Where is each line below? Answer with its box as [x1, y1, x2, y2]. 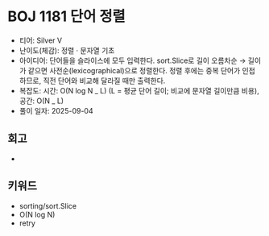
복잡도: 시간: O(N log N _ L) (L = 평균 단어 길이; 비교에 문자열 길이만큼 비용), [19, 85, 259, 95]
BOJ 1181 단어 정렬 [7, 7, 126, 26]
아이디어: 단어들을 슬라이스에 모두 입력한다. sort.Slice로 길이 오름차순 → [19, 56, 246, 65]
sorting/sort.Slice [19, 201, 77, 210]
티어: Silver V [19, 35, 62, 45]
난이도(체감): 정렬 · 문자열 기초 [19, 45, 115, 55]
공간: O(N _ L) [19, 96, 64, 106]
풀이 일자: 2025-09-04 [19, 106, 93, 115]
